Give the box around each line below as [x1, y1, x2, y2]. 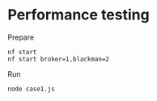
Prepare [7, 32, 34, 42]
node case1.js [7, 85, 56, 93]
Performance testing [7, 6, 151, 24]
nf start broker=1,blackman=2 [7, 55, 110, 63]
